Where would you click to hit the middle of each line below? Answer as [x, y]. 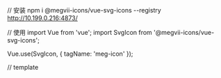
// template [23, 67]
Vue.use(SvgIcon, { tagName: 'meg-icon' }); [70, 54]
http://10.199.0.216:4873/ [43, 18]
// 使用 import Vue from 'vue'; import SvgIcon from [80, 32]
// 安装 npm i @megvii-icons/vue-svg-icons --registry [84, 10]
